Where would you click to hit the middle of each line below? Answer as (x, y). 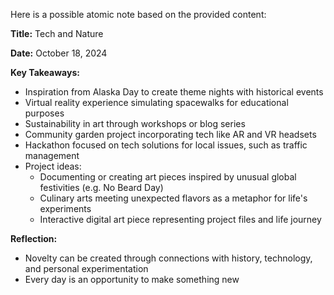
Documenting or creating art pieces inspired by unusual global (168, 177)
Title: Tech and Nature (57, 33)
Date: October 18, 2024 (59, 53)
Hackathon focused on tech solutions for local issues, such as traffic (166, 145)
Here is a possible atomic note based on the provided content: (138, 14)
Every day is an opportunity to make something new (132, 279)
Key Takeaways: (45, 72)
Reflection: (34, 238)
